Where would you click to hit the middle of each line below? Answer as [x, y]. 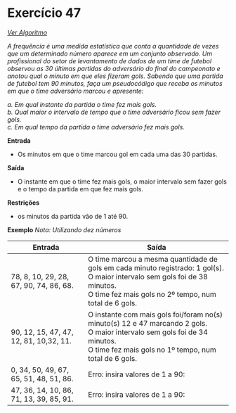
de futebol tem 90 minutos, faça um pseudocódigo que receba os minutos [115, 83]
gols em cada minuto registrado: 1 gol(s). [156, 267]
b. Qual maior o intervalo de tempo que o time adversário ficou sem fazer [114, 112]
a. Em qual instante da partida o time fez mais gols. [82, 104]
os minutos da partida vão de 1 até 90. [73, 216]
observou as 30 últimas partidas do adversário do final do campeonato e [114, 68]
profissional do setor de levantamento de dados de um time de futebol [110, 61]
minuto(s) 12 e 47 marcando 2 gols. [147, 323]
